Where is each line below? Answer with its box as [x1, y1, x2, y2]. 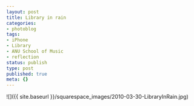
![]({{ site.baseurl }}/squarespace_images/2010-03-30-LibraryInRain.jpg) [6, 93, 189, 101]
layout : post [6, 8, 39, 15]
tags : [6, 31, 20, 38]
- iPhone [6, 37, 28, 43]
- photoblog [6, 25, 36, 32]
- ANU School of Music [6, 48, 64, 55]
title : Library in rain [6, 15, 67, 21]
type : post [6, 65, 34, 71]
